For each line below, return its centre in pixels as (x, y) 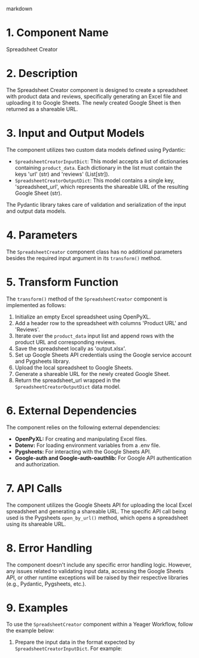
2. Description (42, 74)
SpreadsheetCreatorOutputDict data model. (68, 386)
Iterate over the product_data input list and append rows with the (94, 336)
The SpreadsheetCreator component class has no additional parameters (94, 252)
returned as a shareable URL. (42, 109)
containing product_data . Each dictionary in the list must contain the (98, 167)
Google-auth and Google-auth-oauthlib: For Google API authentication (103, 458)
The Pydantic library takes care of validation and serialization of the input (96, 204)
